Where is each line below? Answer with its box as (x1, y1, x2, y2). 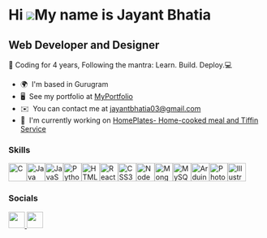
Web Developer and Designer (8, 38, 160, 52)
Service (19, 124, 46, 133)
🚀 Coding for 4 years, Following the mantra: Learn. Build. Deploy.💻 (8, 60, 233, 70)
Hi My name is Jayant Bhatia (8, 6, 212, 24)
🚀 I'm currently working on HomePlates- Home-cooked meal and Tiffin (19, 115, 259, 125)
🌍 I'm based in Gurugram (19, 80, 109, 89)
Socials (8, 193, 38, 204)
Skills (8, 144, 31, 155)
